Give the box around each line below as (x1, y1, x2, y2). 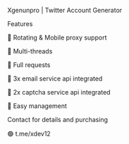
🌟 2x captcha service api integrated (7, 88, 111, 96)
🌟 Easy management (7, 102, 67, 110)
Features (7, 20, 33, 28)
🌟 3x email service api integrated (7, 74, 103, 83)
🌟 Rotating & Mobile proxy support (7, 33, 107, 42)
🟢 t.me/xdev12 (7, 130, 51, 138)
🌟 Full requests (7, 61, 51, 69)
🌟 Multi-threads (7, 47, 53, 55)
